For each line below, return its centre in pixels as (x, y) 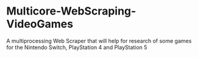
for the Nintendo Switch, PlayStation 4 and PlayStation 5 (77, 47)
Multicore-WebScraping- (71, 11)
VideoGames (40, 24)
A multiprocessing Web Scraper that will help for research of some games (99, 41)
